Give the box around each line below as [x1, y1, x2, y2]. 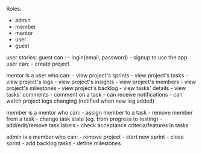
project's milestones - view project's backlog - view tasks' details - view [6, 85, 186, 92]
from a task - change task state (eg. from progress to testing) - [6, 115, 163, 122]
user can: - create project [6, 60, 70, 67]
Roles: [6, 5, 22, 12]
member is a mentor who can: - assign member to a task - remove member [6, 109, 193, 116]
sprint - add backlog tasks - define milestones [6, 140, 121, 146]
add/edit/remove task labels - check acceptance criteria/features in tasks [6, 122, 189, 128]
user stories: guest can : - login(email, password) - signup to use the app [6, 54, 188, 61]
